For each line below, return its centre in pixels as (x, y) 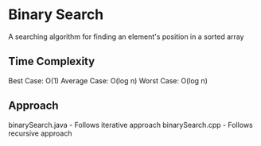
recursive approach (40, 133)
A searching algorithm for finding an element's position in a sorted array (126, 36)
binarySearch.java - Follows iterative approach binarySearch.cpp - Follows (130, 125)
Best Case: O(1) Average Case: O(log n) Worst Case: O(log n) (108, 80)
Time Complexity (52, 61)
